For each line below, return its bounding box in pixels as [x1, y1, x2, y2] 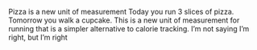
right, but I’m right [8, 32, 68, 42]
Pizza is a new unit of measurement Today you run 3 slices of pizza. [8, 7, 234, 16]
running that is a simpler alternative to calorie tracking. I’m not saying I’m [8, 24, 250, 33]
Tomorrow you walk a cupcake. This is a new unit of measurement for [8, 15, 240, 25]
